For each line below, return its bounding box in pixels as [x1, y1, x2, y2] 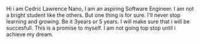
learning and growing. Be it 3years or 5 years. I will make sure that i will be [6, 18, 190, 25]
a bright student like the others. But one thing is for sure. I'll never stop [6, 11, 181, 19]
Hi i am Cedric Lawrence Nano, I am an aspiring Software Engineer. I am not [6, 5, 194, 12]
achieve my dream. [6, 31, 54, 38]
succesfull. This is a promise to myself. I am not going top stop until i [6, 24, 176, 31]
